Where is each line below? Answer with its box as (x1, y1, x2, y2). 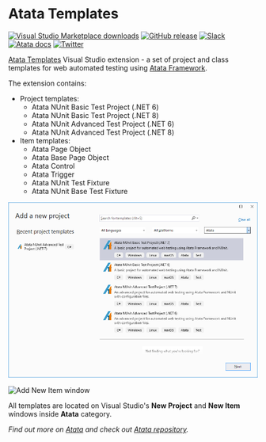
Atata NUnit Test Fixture (31, 177, 110, 187)
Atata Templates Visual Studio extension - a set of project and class (8, 55, 230, 64)
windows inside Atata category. (8, 409, 112, 418)
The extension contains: (8, 78, 87, 88)
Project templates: (19, 93, 79, 103)
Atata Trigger (31, 170, 75, 179)
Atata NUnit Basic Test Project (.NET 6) (31, 102, 160, 112)
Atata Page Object (31, 144, 91, 154)
